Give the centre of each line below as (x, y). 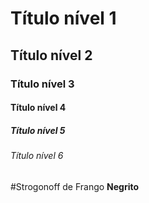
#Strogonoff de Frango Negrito (75, 186)
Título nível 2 (51, 55)
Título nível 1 (63, 18)
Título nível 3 (42, 84)
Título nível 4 (38, 108)
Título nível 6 (37, 156)
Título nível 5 (38, 130)
